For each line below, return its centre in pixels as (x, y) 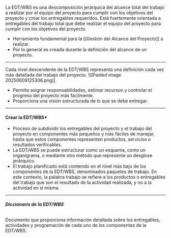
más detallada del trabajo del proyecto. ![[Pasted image (63, 75)
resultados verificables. (37, 145)
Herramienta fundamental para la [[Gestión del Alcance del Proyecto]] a (88, 39)
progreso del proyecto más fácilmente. (53, 95)
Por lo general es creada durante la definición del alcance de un (80, 49)
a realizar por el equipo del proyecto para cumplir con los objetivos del (79, 13)
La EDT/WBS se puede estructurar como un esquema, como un (79, 150)
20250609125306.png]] (31, 80)
